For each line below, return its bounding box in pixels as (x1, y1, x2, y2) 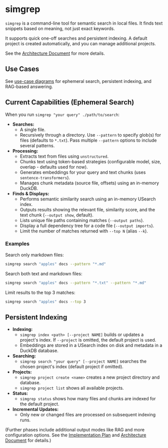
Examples (5, 240, 30, 247)
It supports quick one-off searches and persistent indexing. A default (5, 35, 147, 41)
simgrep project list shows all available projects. (19, 385, 124, 391)
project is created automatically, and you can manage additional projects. (5, 40, 156, 46)
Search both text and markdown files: (5, 270, 82, 277)
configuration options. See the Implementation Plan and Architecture (5, 432, 146, 438)
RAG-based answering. (5, 83, 53, 89)
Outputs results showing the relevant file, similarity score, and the (19, 206, 155, 212)
